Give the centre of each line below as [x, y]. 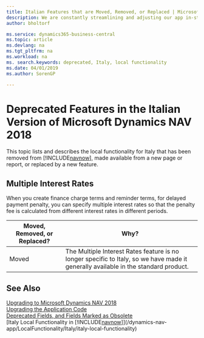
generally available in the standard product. [127, 266]
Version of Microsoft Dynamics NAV [99, 122]
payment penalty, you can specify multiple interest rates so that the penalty [101, 204]
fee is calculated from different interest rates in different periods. [87, 211]
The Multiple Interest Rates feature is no [122, 251]
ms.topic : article [29, 40]
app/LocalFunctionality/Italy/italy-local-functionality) [72, 328]
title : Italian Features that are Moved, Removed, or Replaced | [90, 12]
